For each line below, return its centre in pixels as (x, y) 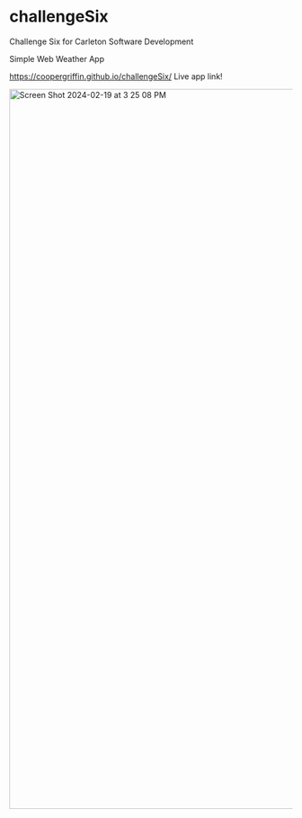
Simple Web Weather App (57, 58)
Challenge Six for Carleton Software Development (102, 41)
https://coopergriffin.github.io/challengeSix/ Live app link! (116, 76)
